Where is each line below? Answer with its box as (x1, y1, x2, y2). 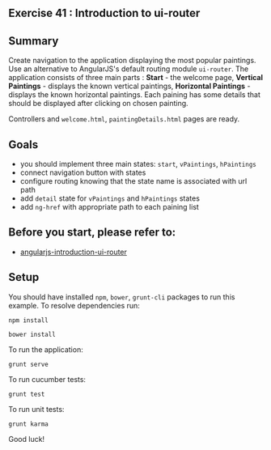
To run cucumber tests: (8, 374, 87, 384)
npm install (8, 316, 49, 325)
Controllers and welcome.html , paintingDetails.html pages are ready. (8, 114, 240, 124)
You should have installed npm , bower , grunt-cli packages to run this (8, 291, 235, 302)
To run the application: (8, 344, 83, 354)
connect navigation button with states (19, 168, 146, 177)
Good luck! (8, 434, 45, 444)
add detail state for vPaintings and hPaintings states (19, 193, 201, 203)
